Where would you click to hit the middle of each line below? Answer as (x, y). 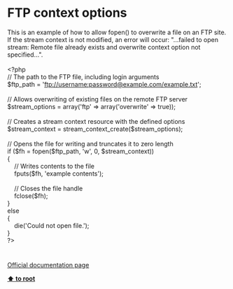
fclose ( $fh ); (31, 196)
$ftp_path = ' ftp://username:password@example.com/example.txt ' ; (104, 84)
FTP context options (67, 13)
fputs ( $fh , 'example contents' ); (58, 174)
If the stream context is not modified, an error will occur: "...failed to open (113, 39)
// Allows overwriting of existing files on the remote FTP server (97, 99)
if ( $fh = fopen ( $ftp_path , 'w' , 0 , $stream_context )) (81, 151)
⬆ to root (21, 279)
